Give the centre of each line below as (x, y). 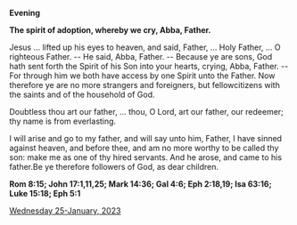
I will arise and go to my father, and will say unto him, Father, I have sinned (146, 138)
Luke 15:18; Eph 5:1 (45, 193)
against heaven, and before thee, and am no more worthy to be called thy (144, 148)
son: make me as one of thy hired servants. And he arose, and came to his (146, 157)
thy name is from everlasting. (63, 121)
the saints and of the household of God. (82, 94)
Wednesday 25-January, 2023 (65, 211)
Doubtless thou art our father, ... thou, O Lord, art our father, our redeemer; (146, 112)
